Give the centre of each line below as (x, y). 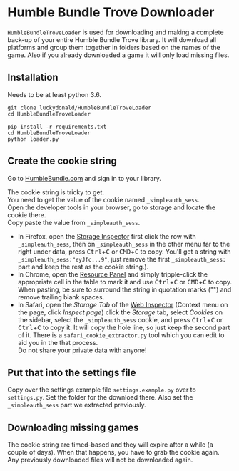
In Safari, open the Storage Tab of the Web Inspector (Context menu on (123, 304)
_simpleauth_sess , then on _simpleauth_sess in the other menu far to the (124, 244)
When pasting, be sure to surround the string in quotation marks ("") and (124, 289)
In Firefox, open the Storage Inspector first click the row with (107, 236)
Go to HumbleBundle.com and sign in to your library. (85, 178)
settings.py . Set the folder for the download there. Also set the (100, 397)
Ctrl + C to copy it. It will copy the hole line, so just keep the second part (124, 327)
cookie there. (27, 214)
